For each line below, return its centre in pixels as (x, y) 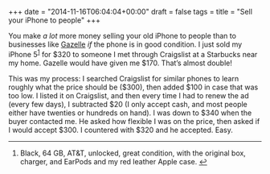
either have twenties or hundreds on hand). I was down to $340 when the (130, 113)
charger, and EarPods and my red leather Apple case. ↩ (113, 161)
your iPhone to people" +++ (54, 20)
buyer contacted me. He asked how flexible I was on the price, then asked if (134, 121)
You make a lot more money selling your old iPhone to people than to (123, 36)
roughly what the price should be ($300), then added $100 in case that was (133, 87)
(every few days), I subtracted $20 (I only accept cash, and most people (128, 104)
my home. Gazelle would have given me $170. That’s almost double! (121, 63)
